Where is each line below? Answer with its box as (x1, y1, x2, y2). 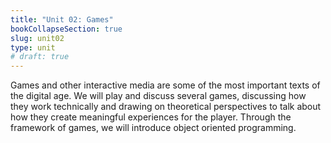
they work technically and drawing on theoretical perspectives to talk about (10, 101, 322, 113)
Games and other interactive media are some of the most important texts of (10, 79, 321, 91)
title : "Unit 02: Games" (10, 14, 114, 25)
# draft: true (10, 52, 70, 62)
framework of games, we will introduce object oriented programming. (10, 122, 297, 134)
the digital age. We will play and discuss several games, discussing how (10, 90, 307, 102)
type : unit (10, 42, 56, 53)
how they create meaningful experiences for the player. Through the (10, 111, 292, 123)
